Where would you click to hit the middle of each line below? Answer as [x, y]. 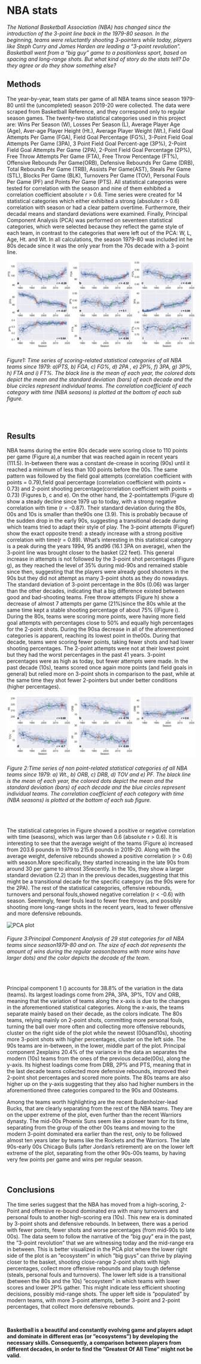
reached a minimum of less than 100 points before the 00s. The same [92, 470]
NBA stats [32, 11]
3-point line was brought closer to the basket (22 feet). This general [90, 553]
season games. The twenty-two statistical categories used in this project [96, 118]
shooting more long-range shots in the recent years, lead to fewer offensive [100, 907]
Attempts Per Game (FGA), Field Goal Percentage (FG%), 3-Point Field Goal [100, 137]
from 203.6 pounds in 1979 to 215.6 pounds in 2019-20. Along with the [93, 849]
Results [21, 436]
